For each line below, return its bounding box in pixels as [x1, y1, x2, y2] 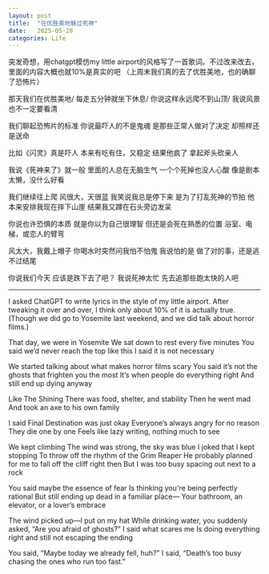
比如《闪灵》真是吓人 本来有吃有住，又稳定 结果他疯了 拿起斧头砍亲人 [8, 148, 239, 158]
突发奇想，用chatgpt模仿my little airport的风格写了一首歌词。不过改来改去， [8, 57, 259, 66]
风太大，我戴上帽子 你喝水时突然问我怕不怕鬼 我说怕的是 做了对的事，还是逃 [8, 246, 260, 256]
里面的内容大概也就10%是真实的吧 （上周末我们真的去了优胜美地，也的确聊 [8, 67, 256, 77]
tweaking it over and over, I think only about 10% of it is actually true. [8, 305, 236, 315]
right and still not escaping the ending [8, 533, 134, 543]
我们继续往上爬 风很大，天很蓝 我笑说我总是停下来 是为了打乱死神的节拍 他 [8, 192, 255, 202]
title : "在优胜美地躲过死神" [8, 19, 98, 27]
